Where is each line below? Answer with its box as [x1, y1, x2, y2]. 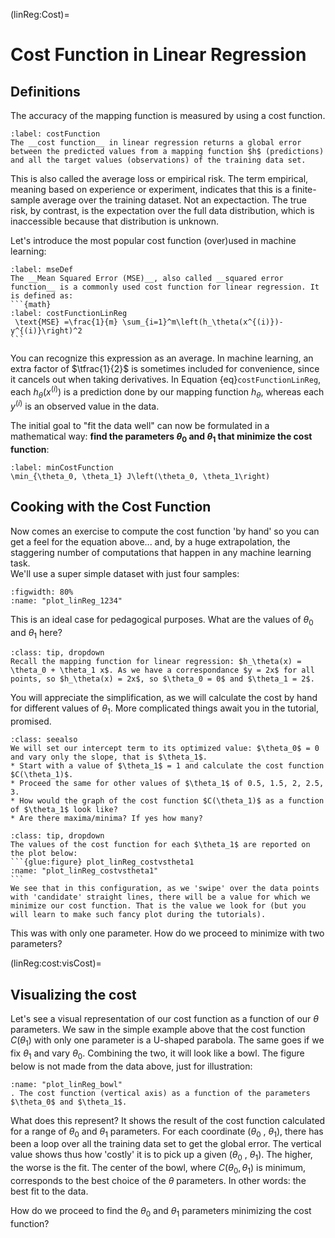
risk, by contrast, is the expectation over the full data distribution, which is [10, 205, 315, 216]
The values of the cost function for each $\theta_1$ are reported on [10, 840, 311, 850]
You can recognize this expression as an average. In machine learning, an [10, 352, 314, 364]
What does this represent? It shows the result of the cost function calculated [10, 1114, 326, 1126]
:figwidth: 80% [10, 587, 74, 597]
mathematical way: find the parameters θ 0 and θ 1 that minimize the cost [10, 430, 313, 444]
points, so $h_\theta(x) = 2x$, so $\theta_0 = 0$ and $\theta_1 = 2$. [10, 674, 315, 684]
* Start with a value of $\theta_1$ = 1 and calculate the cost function [10, 761, 325, 771]
